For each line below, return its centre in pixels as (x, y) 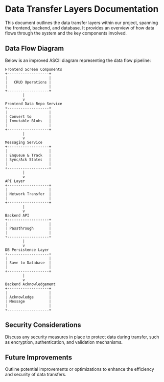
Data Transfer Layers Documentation (82, 9)
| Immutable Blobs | (28, 121)
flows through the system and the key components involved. (66, 33)
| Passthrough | (28, 228)
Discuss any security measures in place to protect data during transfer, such (82, 337)
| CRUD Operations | (28, 82)
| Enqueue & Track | (28, 155)
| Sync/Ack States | (28, 160)
